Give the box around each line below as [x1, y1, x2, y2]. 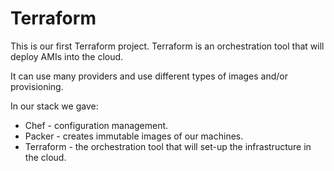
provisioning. [10, 80, 64, 92]
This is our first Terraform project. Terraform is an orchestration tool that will [10, 40, 325, 52]
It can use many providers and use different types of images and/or [10, 70, 289, 82]
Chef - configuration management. [24, 119, 169, 131]
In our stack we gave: [10, 100, 99, 112]
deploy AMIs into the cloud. [10, 50, 124, 62]
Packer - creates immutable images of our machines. [24, 130, 244, 142]
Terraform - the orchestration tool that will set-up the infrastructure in [24, 140, 312, 152]
